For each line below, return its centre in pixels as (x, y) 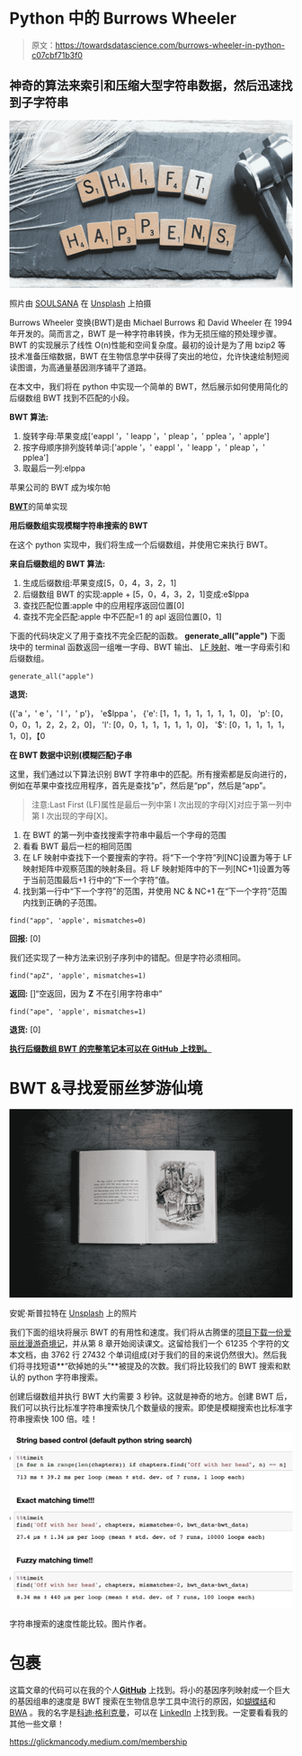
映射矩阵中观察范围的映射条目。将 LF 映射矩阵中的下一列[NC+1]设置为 (152, 869)
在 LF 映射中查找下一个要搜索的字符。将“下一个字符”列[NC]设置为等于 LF (157, 858)
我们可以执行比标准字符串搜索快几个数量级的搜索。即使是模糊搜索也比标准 (147, 1408)
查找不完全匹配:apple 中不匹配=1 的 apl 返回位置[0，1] (122, 617)
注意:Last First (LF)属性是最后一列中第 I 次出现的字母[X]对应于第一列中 (161, 805)
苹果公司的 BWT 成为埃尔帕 (60, 488)
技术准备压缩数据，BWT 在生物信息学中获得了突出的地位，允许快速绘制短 (145, 356)
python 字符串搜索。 (65, 1377)
